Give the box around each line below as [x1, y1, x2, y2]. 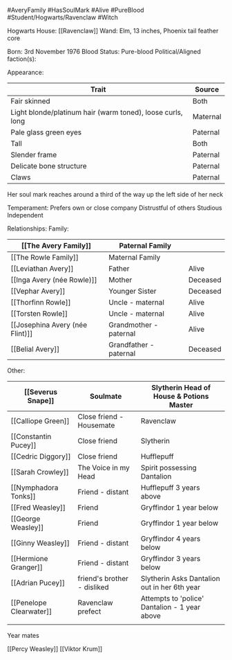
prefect [77, 607, 101, 616]
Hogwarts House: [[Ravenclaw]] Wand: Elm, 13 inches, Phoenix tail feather [7, 27, 219, 35]
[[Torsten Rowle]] [10, 309, 68, 318]
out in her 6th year [140, 582, 201, 591]
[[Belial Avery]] [10, 344, 60, 354]
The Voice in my [77, 463, 130, 472]
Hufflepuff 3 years [140, 483, 200, 492]
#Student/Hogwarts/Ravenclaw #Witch [7, 13, 119, 21]
